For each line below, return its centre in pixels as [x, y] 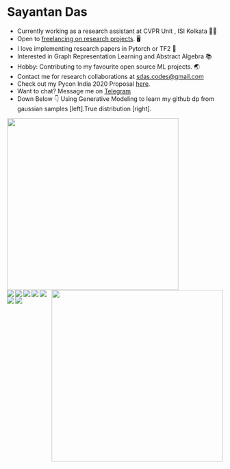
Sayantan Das [47, 12]
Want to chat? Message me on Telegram [74, 91]
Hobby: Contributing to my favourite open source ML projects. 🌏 [108, 67]
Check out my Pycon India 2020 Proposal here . [84, 84]
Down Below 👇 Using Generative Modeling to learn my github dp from [115, 99]
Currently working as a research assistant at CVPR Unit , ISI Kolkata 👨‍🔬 [117, 31]
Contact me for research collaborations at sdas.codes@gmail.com [110, 76]
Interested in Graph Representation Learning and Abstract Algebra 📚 [114, 56]
